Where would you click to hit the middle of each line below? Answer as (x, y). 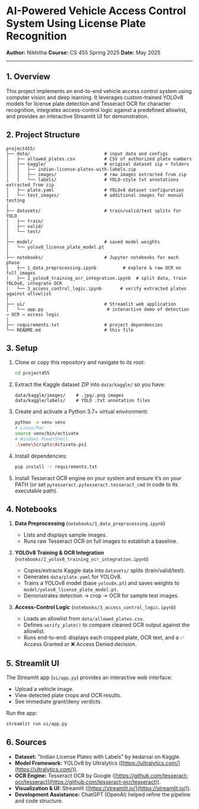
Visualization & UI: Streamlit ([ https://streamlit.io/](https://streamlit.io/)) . (103, 788)
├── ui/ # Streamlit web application (91, 304)
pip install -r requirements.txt (56, 466)
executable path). (36, 491)
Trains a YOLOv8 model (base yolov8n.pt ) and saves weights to (101, 583)
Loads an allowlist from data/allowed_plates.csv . (84, 619)
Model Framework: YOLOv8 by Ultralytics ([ (69, 763)
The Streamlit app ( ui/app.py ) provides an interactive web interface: (89, 677)
